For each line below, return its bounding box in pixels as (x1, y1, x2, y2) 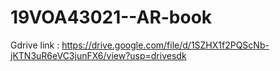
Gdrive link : (10, 39, 60, 51)
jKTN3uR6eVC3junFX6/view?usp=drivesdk (10, 49, 187, 61)
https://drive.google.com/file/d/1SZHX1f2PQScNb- (61, 39, 270, 51)
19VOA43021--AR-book (10, 6, 213, 29)
